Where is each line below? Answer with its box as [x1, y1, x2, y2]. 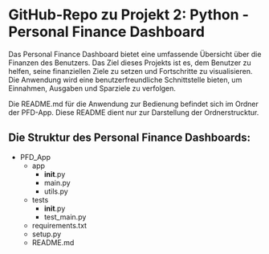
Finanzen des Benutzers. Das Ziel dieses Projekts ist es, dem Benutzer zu [8, 58, 251, 68]
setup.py [31, 229, 62, 239]
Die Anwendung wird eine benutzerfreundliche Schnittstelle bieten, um [8, 75, 243, 84]
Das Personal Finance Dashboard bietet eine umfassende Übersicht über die [8, 49, 262, 59]
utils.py [43, 186, 68, 196]
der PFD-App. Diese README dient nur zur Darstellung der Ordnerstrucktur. [8, 107, 259, 117]
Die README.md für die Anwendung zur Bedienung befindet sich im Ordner [8, 99, 259, 109]
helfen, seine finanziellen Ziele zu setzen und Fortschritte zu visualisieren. [8, 66, 253, 76]
